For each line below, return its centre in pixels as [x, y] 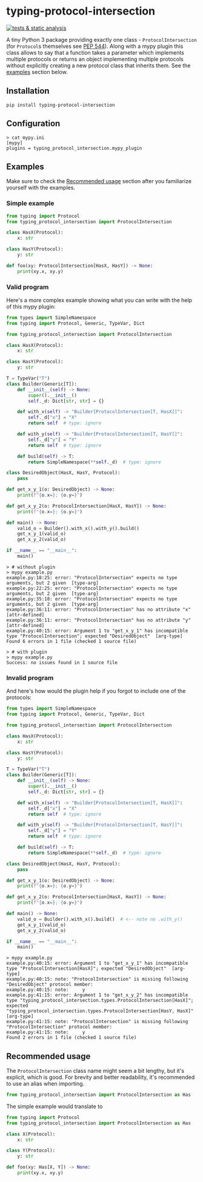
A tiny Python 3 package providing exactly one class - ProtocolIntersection [101, 39]
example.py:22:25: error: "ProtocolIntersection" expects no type [92, 588]
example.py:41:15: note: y [46, 1032]
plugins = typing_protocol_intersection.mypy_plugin [74, 148]
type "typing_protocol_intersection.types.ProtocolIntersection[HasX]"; [100, 1001]
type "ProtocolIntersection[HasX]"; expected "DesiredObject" [86, 969]
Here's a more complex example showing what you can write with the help [99, 300]
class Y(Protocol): [31, 1150]
